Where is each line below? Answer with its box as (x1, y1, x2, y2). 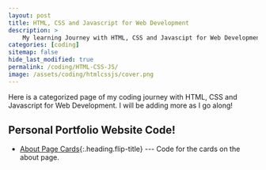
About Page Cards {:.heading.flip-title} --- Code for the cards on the (19, 144, 241, 154)
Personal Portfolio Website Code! (8, 123, 176, 137)
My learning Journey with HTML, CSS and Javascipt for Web (22, 33, 222, 42)
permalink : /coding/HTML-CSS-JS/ (8, 63, 119, 71)
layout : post (8, 11, 51, 20)
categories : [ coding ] (8, 41, 80, 49)
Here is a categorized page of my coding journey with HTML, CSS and (8, 92, 237, 101)
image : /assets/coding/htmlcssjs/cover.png (8, 70, 154, 78)
